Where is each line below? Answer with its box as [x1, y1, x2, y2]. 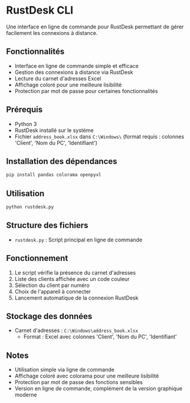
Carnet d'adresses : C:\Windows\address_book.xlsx [14, 327, 139, 334]
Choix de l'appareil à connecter [14, 288, 91, 295]
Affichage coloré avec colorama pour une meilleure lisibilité [14, 372, 159, 379]
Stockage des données [6, 311, 93, 321]
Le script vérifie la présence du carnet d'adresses [14, 269, 136, 276]
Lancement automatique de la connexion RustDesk [14, 294, 139, 301]
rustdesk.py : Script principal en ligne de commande [14, 236, 143, 243]
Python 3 [14, 120, 37, 127]
